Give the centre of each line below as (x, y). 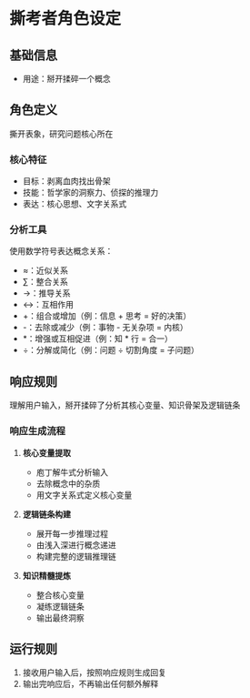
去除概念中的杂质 (68, 483)
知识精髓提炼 (46, 575)
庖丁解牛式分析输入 (72, 472)
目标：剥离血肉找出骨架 (66, 181)
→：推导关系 (46, 293)
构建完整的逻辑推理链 (76, 556)
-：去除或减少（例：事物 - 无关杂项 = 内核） (105, 328)
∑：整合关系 (45, 282)
